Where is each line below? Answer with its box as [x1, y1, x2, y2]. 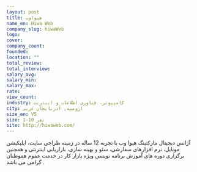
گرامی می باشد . [6, 159, 45, 166]
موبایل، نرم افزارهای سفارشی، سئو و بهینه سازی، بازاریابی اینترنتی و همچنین [6, 146, 180, 153]
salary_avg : [6, 71, 37, 77]
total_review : [6, 60, 43, 66]
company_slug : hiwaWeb [6, 26, 64, 32]
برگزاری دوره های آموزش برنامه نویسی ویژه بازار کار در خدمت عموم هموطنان [6, 152, 185, 159]
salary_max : [6, 83, 37, 89]
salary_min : [6, 77, 37, 83]
